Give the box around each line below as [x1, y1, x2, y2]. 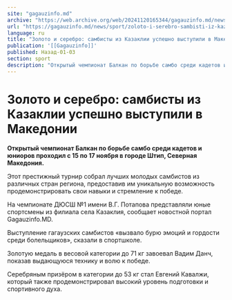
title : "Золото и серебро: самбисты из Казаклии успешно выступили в [7, 36, 212, 43]
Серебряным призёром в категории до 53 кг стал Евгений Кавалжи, [7, 270, 209, 278]
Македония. [7, 159, 45, 167]
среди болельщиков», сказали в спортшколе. [7, 236, 142, 244]
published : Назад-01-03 [7, 49, 76, 56]
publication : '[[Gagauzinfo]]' [7, 42, 97, 49]
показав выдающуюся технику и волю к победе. [7, 256, 151, 265]
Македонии [7, 121, 78, 136]
